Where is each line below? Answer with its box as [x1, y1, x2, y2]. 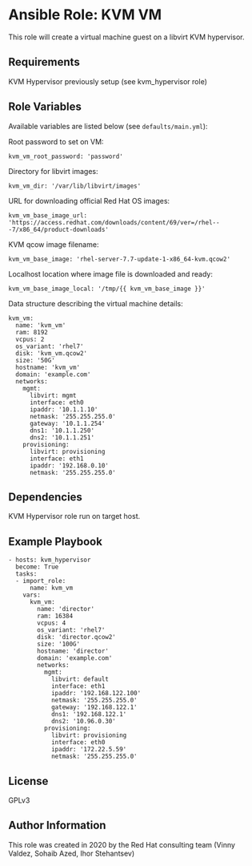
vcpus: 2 [15, 335, 45, 343]
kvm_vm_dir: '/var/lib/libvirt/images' [8, 182, 142, 190]
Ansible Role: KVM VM [8, 6, 162, 24]
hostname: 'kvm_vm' [15, 363, 81, 371]
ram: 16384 [37, 612, 74, 621]
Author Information [8, 819, 106, 832]
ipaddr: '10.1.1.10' [29, 405, 98, 414]
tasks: [15, 570, 38, 578]
